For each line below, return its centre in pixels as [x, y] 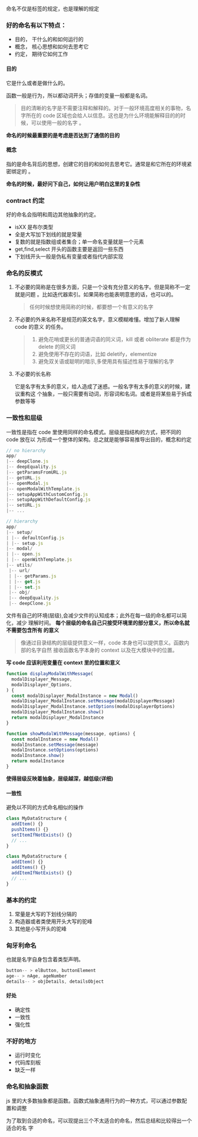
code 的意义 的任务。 [40, 327]
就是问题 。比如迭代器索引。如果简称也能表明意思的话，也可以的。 [95, 295]
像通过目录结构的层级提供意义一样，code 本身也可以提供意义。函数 [102, 643]
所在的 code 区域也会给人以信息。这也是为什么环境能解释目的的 [103, 115]
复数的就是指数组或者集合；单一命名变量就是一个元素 [79, 242]
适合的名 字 [20, 1128]
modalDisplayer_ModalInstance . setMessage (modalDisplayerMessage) [93, 701]
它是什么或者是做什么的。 [37, 83]
